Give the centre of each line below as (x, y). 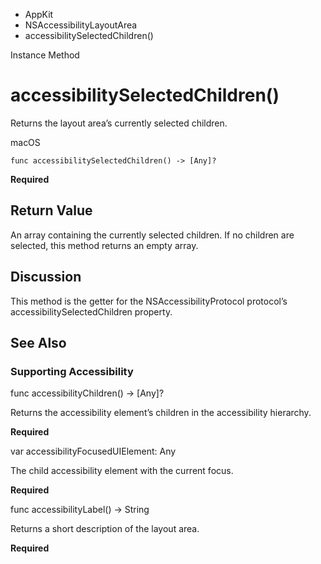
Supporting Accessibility (72, 371)
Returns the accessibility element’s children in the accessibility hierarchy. (161, 413)
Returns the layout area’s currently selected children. (119, 123)
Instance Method (45, 55)
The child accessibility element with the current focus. (122, 471)
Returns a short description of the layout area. (105, 529)
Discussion (46, 277)
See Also (38, 342)
